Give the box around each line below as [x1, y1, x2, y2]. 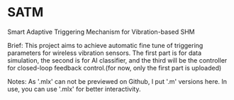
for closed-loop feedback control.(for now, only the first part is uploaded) [7, 63, 222, 72]
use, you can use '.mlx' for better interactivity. [7, 85, 141, 93]
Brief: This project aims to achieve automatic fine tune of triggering [7, 41, 204, 49]
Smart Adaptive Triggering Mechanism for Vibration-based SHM [7, 27, 195, 36]
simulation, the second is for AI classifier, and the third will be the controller [7, 56, 228, 64]
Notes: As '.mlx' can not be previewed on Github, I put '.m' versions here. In [7, 77, 228, 85]
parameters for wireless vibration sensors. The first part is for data [7, 49, 202, 57]
